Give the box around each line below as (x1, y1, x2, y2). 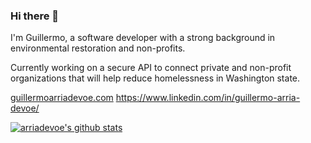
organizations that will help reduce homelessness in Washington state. (10, 72, 301, 84)
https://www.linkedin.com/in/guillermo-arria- (115, 92, 301, 104)
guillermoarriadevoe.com (10, 92, 114, 104)
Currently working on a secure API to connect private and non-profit (10, 62, 292, 74)
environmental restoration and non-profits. (10, 42, 186, 54)
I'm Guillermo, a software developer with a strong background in (10, 32, 276, 44)
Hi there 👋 (10, 9, 60, 23)
